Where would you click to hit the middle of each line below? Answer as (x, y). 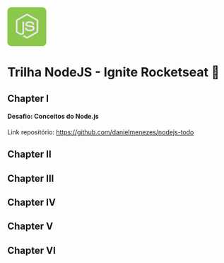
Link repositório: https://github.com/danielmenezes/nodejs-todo (101, 132)
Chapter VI (32, 250)
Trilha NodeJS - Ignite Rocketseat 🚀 (114, 72)
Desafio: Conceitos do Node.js (53, 117)
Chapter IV (32, 202)
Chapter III (31, 179)
